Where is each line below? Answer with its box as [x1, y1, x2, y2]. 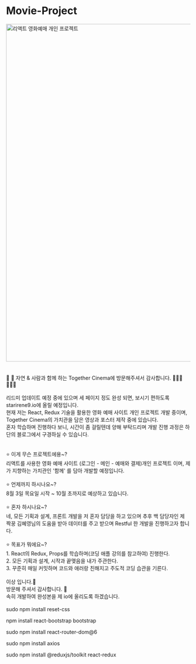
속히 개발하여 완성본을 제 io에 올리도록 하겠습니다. [6, 592, 120, 599]
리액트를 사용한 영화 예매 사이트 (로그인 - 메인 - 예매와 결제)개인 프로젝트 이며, [6, 459, 184, 467]
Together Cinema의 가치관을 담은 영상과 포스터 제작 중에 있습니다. [6, 416, 159, 423]
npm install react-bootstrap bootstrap [6, 617, 97, 624]
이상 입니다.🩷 [6, 578, 36, 585]
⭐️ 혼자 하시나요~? [6, 503, 47, 510]
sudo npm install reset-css [6, 605, 70, 612]
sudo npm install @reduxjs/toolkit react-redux [6, 651, 116, 658]
